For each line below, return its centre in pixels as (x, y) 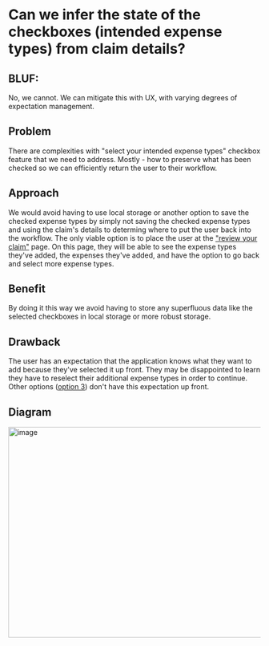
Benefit (27, 289)
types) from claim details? (97, 49)
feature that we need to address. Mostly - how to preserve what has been (130, 159)
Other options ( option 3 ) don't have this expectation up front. (109, 387)
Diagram (30, 412)
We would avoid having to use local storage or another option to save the (129, 212)
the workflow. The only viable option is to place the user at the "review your (133, 238)
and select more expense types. (61, 263)
